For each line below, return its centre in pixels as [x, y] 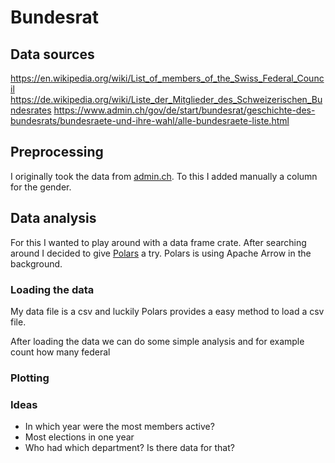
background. [36, 263]
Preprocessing [57, 152]
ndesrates [31, 110]
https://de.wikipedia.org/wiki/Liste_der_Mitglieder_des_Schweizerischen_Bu [166, 99]
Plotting [30, 378]
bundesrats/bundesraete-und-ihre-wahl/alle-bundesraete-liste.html [150, 120]
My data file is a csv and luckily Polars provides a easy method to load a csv [167, 311]
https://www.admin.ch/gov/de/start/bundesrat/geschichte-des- [184, 110]
